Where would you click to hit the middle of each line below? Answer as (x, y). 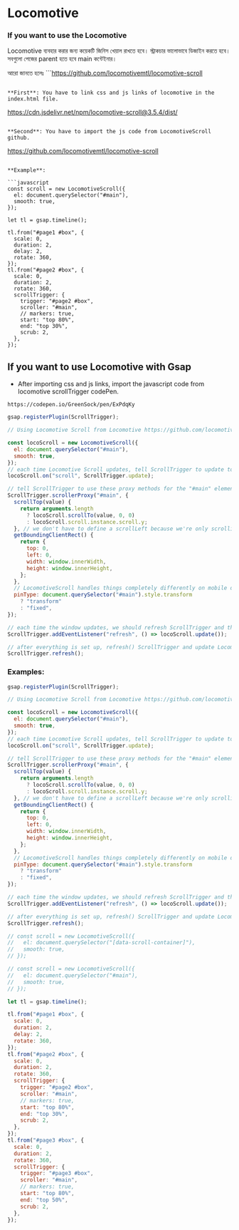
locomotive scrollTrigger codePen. (68, 392)
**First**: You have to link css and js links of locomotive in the (111, 93)
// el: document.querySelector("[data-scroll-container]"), (101, 943)
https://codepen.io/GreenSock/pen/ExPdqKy (71, 405)
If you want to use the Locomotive (67, 36)
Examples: (26, 672)
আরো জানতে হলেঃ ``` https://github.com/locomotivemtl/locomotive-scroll (105, 73)
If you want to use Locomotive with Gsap (100, 367)
